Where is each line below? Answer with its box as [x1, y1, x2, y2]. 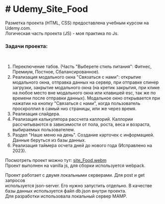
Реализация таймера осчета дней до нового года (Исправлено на [12, 143, 153, 149]
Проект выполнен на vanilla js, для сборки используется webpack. [5, 162, 146, 169]
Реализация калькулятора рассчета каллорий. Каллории [12, 116, 133, 122]
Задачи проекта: [5, 43, 48, 50]
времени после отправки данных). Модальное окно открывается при [12, 95, 160, 101]
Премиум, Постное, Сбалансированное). [12, 69, 100, 75]
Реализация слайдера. [12, 111, 60, 117]
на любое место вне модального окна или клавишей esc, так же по [12, 90, 156, 96]
